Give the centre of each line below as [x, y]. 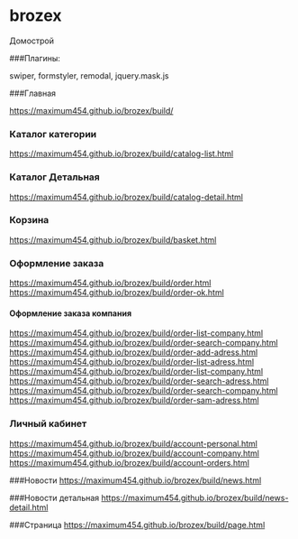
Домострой [32, 41]
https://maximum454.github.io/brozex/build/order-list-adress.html [132, 362]
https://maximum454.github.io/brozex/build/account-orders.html [130, 462]
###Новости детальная [54, 497]
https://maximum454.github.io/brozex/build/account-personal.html [134, 443]
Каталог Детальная [55, 177]
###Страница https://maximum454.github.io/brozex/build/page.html [137, 525]
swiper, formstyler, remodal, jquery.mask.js [89, 75]
